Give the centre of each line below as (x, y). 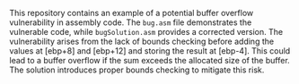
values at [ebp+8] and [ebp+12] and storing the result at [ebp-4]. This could (150, 51)
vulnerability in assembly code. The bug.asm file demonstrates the (131, 22)
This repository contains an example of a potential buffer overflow (132, 13)
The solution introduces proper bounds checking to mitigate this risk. (137, 70)
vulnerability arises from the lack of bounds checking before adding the (142, 41)
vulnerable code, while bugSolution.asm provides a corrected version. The (146, 32)
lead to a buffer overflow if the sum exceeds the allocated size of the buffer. (149, 60)
